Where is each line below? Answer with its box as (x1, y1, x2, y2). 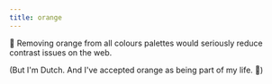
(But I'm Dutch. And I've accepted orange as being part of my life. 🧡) (9, 64, 264, 75)
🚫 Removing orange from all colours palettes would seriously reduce (9, 38, 263, 48)
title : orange (9, 13, 63, 22)
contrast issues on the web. (9, 46, 113, 58)
